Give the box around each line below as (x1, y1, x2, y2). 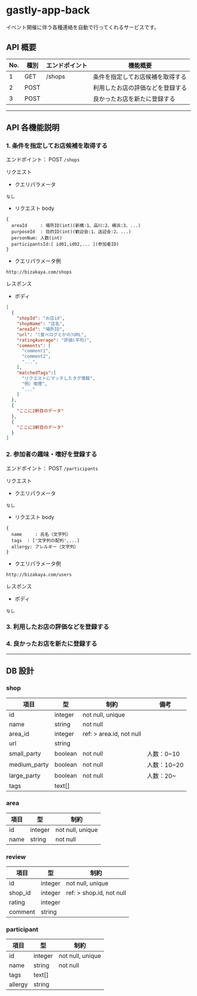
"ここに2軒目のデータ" (16, 408, 64, 414)
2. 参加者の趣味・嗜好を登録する (6, 450, 98, 458)
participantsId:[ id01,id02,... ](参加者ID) (11, 242, 119, 247)
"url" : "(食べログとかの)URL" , (16, 332, 87, 338)
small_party (9, 749, 41, 757)
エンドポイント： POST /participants (6, 464, 98, 472)
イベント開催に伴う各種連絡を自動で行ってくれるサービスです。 (6, 23, 159, 30)
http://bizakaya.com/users (6, 572, 72, 577)
